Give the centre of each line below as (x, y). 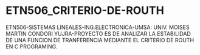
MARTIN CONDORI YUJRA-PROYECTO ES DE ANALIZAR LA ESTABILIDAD (98, 33)
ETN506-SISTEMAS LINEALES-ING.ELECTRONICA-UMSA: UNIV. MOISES (98, 27)
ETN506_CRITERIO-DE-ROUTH (85, 11)
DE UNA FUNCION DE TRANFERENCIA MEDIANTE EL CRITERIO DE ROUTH (100, 40)
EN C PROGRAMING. (32, 47)
